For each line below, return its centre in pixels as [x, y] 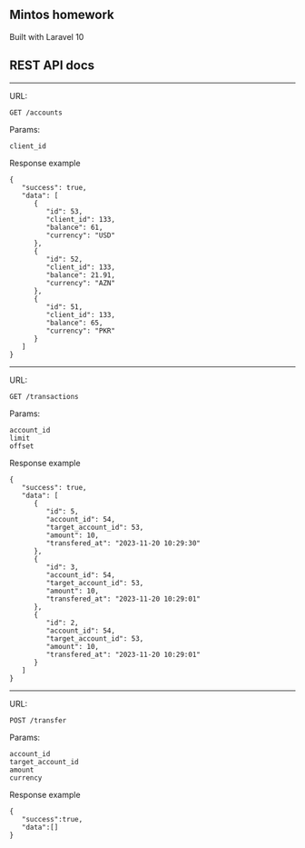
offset [22, 446]
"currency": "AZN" [81, 283]
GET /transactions [44, 396]
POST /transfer [38, 720]
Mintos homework [62, 15]
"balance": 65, [74, 323]
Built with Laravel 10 [47, 36]
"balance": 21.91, [81, 275]
